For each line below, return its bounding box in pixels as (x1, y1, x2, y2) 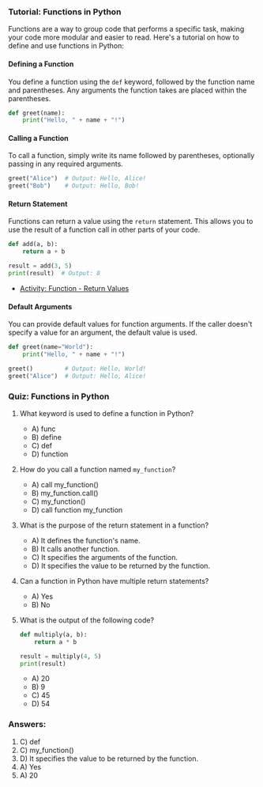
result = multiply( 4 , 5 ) (19, 652, 102, 660)
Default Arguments (8, 301, 73, 311)
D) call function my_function (31, 505, 123, 514)
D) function (31, 449, 69, 459)
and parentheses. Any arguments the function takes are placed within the (8, 85, 247, 95)
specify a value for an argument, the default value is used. (8, 327, 197, 338)
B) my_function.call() (31, 488, 99, 498)
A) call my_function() (31, 479, 99, 489)
